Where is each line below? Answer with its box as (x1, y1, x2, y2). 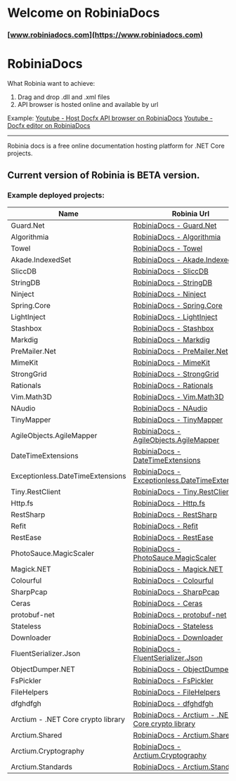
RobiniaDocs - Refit (133, 521, 199, 531)
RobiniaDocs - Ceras (133, 598, 203, 608)
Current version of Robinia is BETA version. (7, 169, 200, 181)
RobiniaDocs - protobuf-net (133, 609, 227, 619)
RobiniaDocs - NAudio (133, 403, 208, 413)
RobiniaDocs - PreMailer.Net (133, 346, 228, 356)
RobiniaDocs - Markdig (133, 335, 211, 344)
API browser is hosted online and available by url (17, 101, 159, 109)
